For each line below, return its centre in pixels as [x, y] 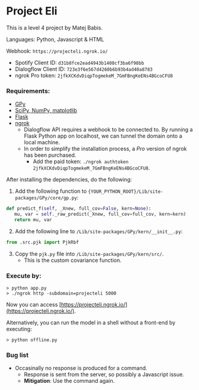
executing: [19, 329]
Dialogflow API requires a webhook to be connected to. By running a [108, 130]
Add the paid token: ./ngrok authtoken [81, 162]
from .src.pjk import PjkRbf [43, 242]
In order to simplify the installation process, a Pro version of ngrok [105, 149]
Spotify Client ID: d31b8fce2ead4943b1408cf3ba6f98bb [79, 62]
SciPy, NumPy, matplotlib [46, 111]
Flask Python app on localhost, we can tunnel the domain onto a [103, 136]
